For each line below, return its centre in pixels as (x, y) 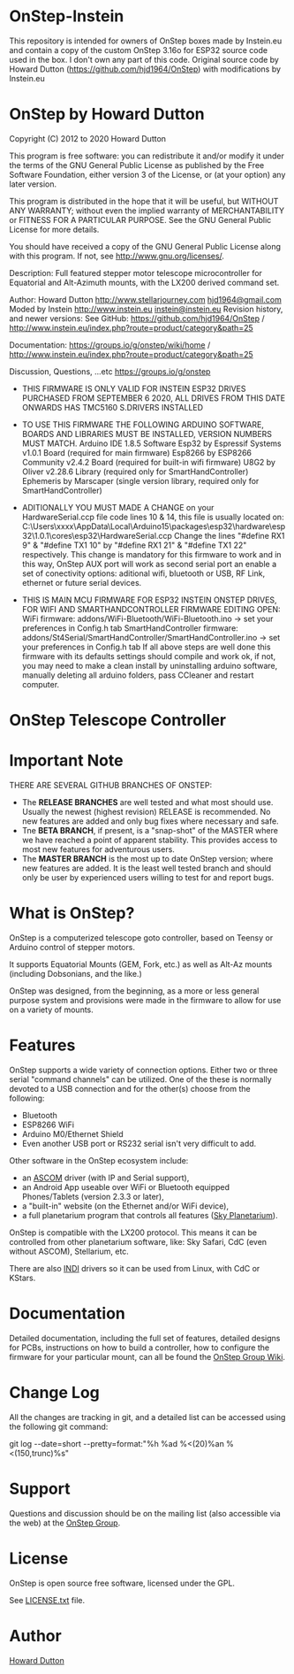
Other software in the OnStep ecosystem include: (99, 1160)
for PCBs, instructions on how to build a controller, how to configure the (139, 1348)
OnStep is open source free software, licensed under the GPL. (122, 1583)
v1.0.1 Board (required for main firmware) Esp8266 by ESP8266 (137, 452)
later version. (33, 184)
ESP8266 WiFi (48, 1125)
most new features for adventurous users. (98, 849)
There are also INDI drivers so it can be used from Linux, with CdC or (135, 1268)
